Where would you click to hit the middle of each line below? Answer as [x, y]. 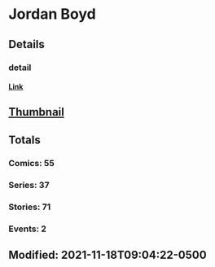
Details [26, 44]
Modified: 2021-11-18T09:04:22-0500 [107, 254]
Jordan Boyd [52, 14]
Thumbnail [37, 112]
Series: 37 [29, 185]
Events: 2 [28, 229]
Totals [24, 140]
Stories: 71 [30, 207]
